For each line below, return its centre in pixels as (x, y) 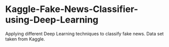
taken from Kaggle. (25, 39)
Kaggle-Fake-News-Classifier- (72, 9)
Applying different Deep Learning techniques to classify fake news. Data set (85, 33)
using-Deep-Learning (52, 20)
